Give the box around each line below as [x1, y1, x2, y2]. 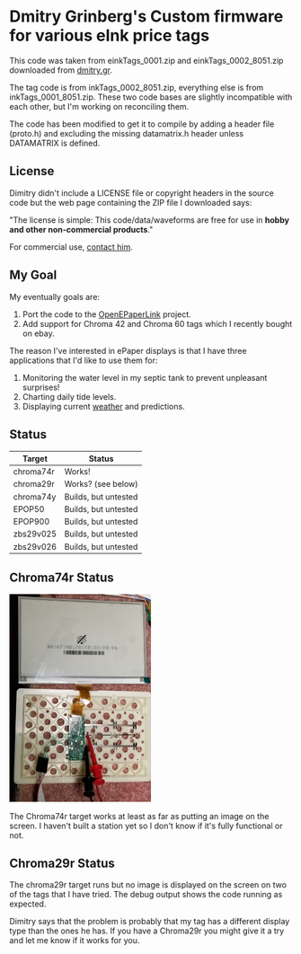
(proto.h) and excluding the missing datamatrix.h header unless [9, 128, 244, 138]
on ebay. [22, 328, 56, 339]
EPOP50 [13, 503, 45, 514]
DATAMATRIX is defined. [9, 137, 101, 148]
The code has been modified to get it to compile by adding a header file [9, 119, 275, 129]
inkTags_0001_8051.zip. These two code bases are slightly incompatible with [9, 92, 293, 102]
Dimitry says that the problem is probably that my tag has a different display [9, 916, 290, 927]
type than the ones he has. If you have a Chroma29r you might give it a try [9, 925, 285, 936]
